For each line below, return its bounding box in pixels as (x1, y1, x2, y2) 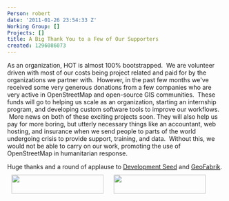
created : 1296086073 (7, 42, 67, 49)
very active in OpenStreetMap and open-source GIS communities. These (7, 90, 216, 99)
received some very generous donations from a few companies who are (7, 84, 212, 91)
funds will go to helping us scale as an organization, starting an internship (7, 98, 217, 106)
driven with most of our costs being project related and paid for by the (7, 68, 207, 77)
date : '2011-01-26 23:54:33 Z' (7, 17, 97, 23)
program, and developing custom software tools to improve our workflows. (7, 105, 219, 113)
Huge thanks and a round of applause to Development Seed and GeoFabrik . (7, 163, 223, 171)
